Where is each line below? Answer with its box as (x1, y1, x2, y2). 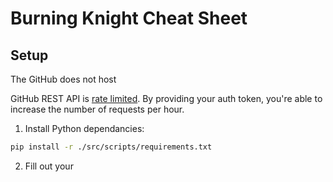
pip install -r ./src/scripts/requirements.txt (10, 142, 213, 152)
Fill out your (24, 160, 74, 172)
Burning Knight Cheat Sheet (10, 7, 248, 30)
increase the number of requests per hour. (10, 103, 185, 115)
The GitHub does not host (10, 73, 117, 85)
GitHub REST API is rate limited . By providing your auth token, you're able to (10, 93, 323, 104)
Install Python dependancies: (24, 123, 145, 134)
